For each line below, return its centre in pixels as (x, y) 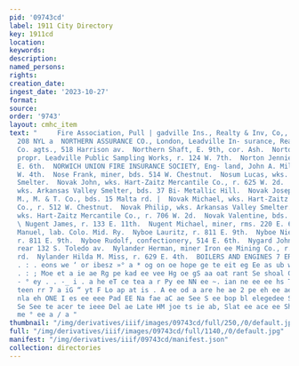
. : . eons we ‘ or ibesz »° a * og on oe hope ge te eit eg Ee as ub (151, 266)
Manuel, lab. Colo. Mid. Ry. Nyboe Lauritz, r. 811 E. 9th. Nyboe (147, 232)
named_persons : (37, 68)
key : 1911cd (31, 34)
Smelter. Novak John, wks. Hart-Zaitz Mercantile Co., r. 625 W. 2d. (151, 183)
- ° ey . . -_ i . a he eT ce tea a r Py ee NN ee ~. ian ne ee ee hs (151, 282)
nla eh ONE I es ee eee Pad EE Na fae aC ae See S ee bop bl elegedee (151, 298)
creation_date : (37, 84)
